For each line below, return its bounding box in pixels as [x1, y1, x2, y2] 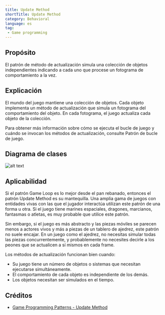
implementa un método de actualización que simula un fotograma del [5, 105, 146, 111]
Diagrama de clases [5, 150, 68, 158]
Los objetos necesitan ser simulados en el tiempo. [12, 277, 115, 283]
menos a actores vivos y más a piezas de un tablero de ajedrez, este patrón [5, 226, 159, 232]
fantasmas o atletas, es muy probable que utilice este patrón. [5, 211, 130, 218]
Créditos [5, 291, 33, 300]
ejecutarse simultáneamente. [12, 267, 72, 272]
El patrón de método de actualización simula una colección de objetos [5, 61, 148, 67]
